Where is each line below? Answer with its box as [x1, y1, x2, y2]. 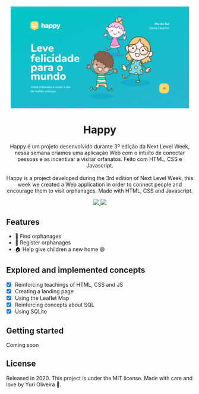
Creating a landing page [14, 287, 74, 294]
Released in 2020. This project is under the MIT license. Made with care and [6, 374, 193, 381]
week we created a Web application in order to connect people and [17, 181, 182, 188]
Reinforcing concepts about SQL [14, 301, 95, 309]
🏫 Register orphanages [14, 239, 71, 246]
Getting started [6, 325, 64, 336]
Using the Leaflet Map [14, 294, 70, 302]
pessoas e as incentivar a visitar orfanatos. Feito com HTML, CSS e [17, 156, 182, 163]
